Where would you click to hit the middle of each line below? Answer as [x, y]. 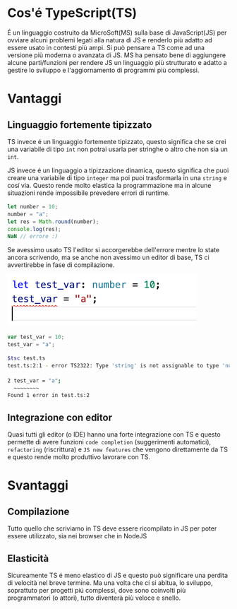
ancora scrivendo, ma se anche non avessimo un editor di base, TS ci [108, 258]
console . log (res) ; [34, 229]
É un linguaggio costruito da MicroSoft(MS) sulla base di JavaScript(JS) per [117, 32]
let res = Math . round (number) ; [53, 221]
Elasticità [28, 558]
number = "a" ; [28, 214]
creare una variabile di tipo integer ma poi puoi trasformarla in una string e [117, 177]
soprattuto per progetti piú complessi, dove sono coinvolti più [97, 590]
